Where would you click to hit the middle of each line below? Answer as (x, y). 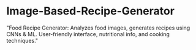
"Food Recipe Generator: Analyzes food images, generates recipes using (98, 28)
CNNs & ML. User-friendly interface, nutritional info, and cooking (88, 34)
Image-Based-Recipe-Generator (90, 11)
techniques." (22, 40)
